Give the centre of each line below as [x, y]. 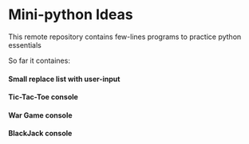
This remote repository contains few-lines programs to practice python [125, 37]
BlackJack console [40, 134]
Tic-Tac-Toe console [43, 97]
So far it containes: [39, 60]
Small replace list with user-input [64, 79]
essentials [25, 45]
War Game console [41, 115]
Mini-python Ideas [71, 15]
